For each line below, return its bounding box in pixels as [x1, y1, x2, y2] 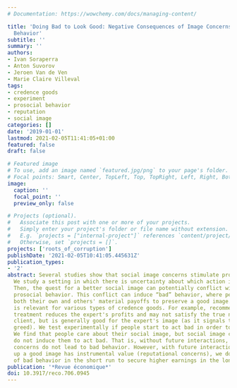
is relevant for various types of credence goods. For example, [13, 304, 207, 311]
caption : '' [13, 186, 49, 194]
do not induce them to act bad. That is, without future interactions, [13, 337, 229, 344]
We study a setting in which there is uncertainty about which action [13, 278, 226, 286]
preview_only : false [13, 200, 74, 207]
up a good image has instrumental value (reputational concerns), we [13, 350, 222, 357]
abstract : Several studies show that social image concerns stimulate [7, 272, 219, 279]
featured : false [7, 141, 55, 148]
